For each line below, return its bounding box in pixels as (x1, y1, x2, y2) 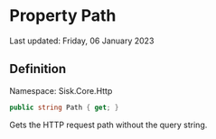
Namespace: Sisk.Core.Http (9, 85, 113, 96)
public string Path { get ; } (9, 103, 119, 112)
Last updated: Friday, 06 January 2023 (9, 35, 155, 46)
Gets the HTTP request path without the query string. (9, 119, 208, 130)
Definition (9, 61, 66, 77)
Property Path (9, 5, 117, 26)
